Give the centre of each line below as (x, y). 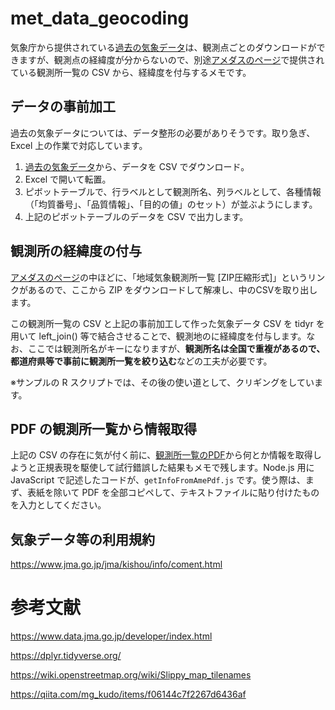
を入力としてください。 (58, 505)
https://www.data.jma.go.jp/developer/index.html (111, 636)
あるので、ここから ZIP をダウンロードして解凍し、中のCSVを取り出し (172, 289)
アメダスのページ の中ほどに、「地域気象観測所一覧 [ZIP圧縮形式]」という (159, 277)
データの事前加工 (63, 107)
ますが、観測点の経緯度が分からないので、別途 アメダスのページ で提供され (171, 59)
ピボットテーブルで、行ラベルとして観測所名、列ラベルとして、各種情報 (173, 191)
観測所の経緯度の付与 (76, 251)
